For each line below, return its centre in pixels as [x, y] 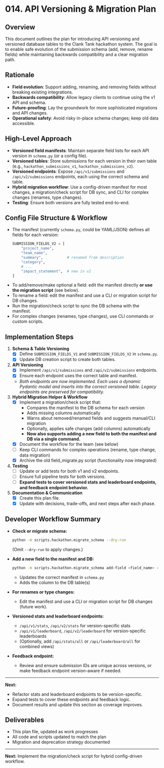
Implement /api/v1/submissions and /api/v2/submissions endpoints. [88, 370]
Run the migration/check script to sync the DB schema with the [76, 306]
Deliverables [25, 720]
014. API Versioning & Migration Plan [81, 9]
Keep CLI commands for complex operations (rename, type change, [88, 450]
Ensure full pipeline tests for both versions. [62, 477]
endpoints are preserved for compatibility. [62, 392]
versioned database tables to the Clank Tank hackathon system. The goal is [81, 44]
